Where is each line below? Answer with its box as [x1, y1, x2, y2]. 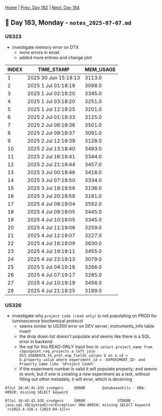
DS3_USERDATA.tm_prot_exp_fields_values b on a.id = [19, 353, 128, 358]
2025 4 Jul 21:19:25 [27, 287, 75, 294]
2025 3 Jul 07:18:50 [27, 177, 75, 183]
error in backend [19, 338, 53, 344]
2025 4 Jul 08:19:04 [27, 200, 75, 207]
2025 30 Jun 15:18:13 [27, 74, 80, 81]
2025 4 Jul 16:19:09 [27, 240, 75, 247]
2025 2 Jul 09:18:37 [27, 129, 75, 136]
